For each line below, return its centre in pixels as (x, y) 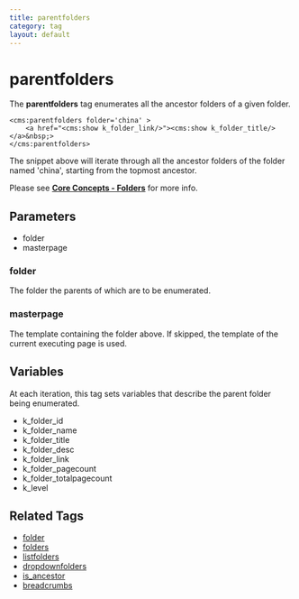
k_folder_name (50, 430)
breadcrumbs (47, 585)
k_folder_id (43, 420)
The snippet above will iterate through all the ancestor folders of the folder (147, 161)
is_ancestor (44, 576)
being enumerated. (45, 403)
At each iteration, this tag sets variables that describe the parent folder (140, 393)
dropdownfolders (54, 567)
